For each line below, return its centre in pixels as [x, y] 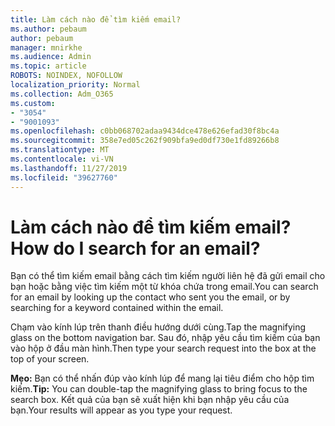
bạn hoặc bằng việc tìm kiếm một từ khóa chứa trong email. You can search [164, 287]
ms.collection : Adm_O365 [62, 94]
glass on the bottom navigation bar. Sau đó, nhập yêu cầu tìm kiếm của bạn [165, 338]
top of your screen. [50, 359]
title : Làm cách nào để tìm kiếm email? [96, 19]
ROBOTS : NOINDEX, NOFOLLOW [66, 76]
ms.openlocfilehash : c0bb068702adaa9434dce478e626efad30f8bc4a [145, 131]
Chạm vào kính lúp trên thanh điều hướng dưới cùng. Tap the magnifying [158, 327]
